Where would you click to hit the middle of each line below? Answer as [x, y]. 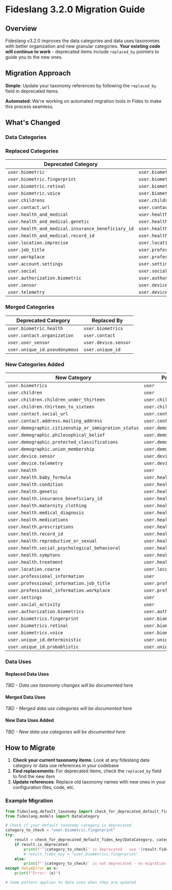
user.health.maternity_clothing [47, 506]
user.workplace [26, 257]
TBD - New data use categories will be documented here [65, 732]
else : [20, 859]
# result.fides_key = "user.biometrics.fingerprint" [81, 854]
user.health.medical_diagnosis [46, 513]
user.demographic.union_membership [51, 449]
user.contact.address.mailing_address [55, 421]
